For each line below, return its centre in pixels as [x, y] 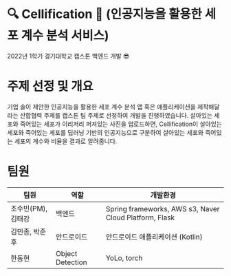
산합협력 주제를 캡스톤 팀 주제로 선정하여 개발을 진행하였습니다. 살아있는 [116, 115]
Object [67, 253]
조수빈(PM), [29, 209]
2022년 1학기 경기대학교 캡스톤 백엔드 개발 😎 [68, 56]
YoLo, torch [124, 257]
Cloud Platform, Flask [140, 217]
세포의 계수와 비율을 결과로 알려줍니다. [66, 141]
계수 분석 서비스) [65, 36]
